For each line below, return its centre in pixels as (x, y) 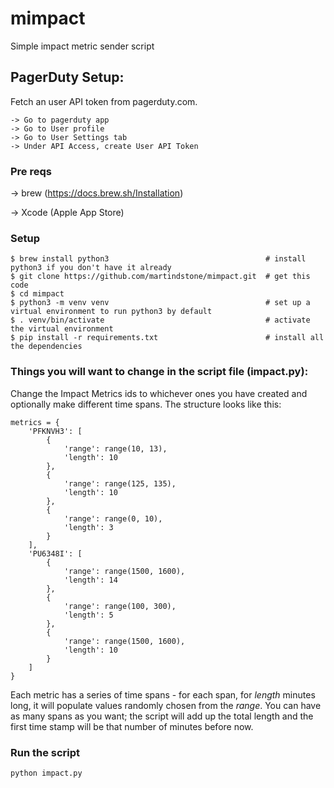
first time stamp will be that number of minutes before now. (132, 726)
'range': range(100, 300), (120, 606)
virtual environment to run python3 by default (111, 312)
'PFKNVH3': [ (55, 431)
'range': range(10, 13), (115, 448)
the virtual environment (62, 329)
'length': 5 (88, 615)
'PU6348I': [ (55, 553)
